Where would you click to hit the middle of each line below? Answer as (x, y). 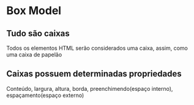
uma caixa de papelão (34, 55)
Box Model (34, 11)
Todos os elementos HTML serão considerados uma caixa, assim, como (97, 48)
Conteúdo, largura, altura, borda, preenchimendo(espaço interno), (90, 88)
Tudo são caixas (38, 33)
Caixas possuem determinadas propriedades (94, 74)
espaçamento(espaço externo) (45, 95)
